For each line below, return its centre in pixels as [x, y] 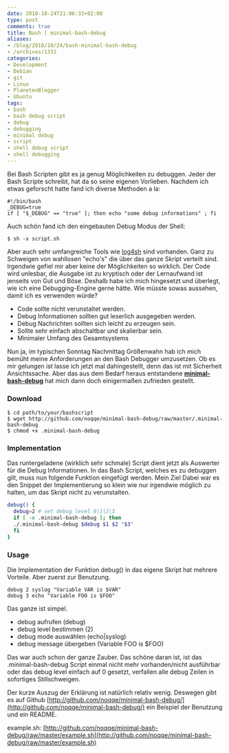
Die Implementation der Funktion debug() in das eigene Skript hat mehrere [112, 570]
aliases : [20, 39]
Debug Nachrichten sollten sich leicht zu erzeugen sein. [96, 323]
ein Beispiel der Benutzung [184, 708]
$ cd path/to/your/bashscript [51, 413]
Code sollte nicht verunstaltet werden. [71, 309]
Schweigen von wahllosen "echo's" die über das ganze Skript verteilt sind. [113, 258]
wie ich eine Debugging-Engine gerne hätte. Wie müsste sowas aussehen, [112, 288]
